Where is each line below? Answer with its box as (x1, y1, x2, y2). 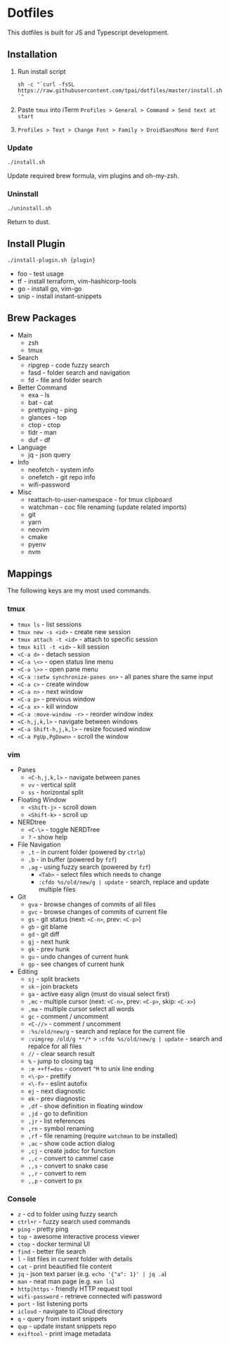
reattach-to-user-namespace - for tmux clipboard (27, 495, 172, 503)
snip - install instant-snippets (17, 292, 102, 300)
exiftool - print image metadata (17, 1330, 111, 1338)
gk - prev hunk (27, 945, 70, 953)
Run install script (17, 67, 66, 75)
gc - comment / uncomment (27, 1012, 109, 1020)
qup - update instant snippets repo (17, 1322, 117, 1330)
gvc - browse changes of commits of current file (27, 908, 167, 915)
